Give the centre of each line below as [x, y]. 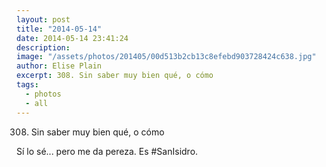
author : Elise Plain [59, 66]
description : [43, 47]
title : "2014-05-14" [59, 29]
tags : [27, 85]
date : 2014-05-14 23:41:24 [72, 38]
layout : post [43, 19]
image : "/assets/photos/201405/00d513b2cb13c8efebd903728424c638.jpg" [166, 57]
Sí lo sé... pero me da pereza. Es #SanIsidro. [107, 151]
